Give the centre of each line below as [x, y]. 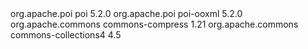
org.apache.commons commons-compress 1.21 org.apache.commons [154, 24]
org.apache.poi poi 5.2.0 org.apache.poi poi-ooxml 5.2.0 [126, 13]
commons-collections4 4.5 [66, 35]
